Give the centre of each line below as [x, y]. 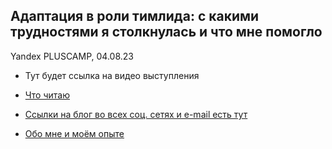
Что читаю [47, 95]
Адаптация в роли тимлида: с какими [135, 16]
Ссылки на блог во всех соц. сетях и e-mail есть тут [136, 114]
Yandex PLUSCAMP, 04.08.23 [72, 56]
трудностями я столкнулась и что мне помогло [166, 32]
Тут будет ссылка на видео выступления [112, 75]
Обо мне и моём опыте [74, 133]
